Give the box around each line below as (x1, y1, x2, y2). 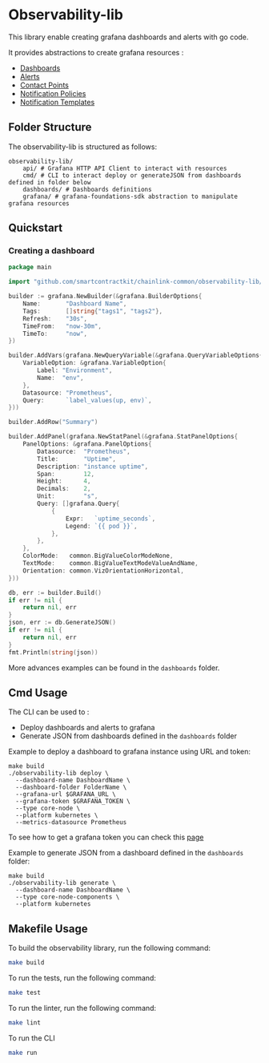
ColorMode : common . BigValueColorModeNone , (22, 552, 174, 560)
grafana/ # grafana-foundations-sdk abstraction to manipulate (22, 192, 239, 200)
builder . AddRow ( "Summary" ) (8, 418, 98, 426)
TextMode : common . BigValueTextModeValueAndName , (22, 560, 199, 568)
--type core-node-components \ (15, 893, 120, 901)
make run (8, 1049, 38, 1057)
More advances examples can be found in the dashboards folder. (8, 663, 220, 673)
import (8, 278, 30, 286)
